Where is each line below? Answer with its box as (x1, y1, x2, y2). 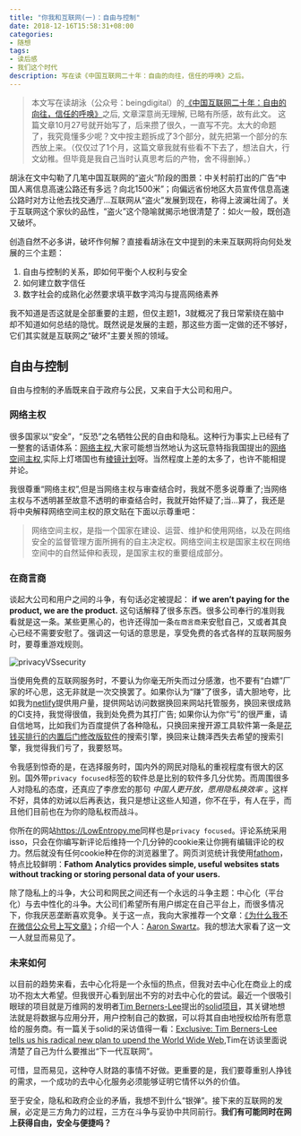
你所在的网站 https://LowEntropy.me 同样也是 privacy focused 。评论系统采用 (9, 825, 288, 836)
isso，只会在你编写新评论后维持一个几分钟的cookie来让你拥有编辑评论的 (9, 837, 277, 848)
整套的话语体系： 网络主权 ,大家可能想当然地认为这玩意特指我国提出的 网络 (16, 442, 287, 452)
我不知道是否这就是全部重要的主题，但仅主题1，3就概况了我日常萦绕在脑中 (9, 307, 285, 318)
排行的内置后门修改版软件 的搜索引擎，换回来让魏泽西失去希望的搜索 (24, 731, 276, 742)
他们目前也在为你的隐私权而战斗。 (16, 806, 143, 817)
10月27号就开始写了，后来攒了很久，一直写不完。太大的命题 (55, 119, 277, 130)
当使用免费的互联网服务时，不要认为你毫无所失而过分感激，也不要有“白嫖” (9, 676, 284, 686)
